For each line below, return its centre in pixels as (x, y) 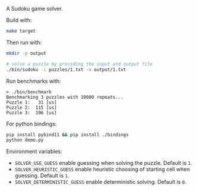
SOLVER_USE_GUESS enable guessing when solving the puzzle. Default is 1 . (103, 163)
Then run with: (24, 42)
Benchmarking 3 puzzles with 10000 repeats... (65, 97)
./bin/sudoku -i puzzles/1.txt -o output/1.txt (66, 70)
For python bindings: (32, 124)
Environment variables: (34, 152)
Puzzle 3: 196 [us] (32, 112)
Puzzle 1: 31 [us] (32, 102)
